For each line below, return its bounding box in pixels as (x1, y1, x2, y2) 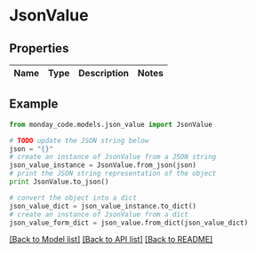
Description (78, 67, 129, 79)
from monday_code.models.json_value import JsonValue (9, 120, 213, 129)
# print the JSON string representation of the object (9, 170, 217, 178)
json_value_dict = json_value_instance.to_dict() (9, 202, 197, 210)
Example (9, 97, 59, 112)
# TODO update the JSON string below (9, 136, 149, 145)
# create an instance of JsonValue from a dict (9, 210, 189, 218)
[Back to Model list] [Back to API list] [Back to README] (9, 234, 213, 245)
